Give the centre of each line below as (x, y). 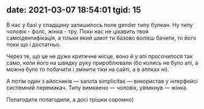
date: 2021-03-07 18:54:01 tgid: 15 (74, 10)
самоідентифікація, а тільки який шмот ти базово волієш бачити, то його (101, 38)
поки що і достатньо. (34, 44)
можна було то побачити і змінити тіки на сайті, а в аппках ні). (88, 69)
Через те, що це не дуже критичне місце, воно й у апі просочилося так (100, 56)
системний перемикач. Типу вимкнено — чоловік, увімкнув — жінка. (97, 88)
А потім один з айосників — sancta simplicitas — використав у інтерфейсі (102, 81)
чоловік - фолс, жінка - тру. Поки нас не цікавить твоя (77, 31)
